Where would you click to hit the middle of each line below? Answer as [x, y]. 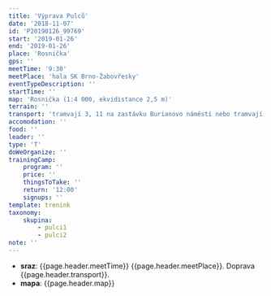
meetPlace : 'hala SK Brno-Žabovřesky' [74, 76]
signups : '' [43, 197]
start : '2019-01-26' [43, 39]
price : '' [40, 175]
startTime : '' [32, 91]
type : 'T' [25, 144]
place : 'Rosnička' [39, 54]
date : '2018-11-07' [41, 24]
